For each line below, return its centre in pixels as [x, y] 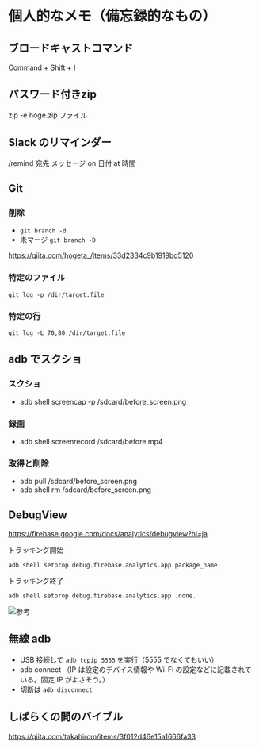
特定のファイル [37, 278]
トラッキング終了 [36, 581]
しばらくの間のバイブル [65, 717]
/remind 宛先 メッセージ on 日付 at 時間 [72, 163]
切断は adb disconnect [56, 689]
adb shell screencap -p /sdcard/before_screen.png [103, 401]
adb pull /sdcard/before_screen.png [78, 482]
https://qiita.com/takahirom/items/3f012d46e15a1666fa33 [102, 736]
